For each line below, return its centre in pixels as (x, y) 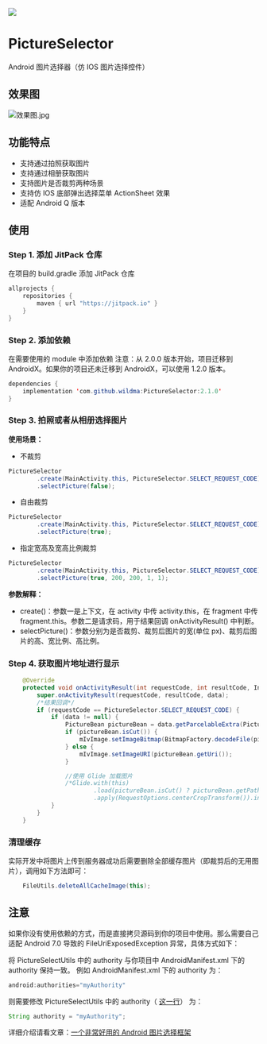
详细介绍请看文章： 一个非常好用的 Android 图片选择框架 (100, 1032)
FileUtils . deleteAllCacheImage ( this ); (87, 886)
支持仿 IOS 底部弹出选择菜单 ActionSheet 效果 (95, 193)
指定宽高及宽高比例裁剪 (58, 548)
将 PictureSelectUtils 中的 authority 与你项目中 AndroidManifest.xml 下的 (126, 960)
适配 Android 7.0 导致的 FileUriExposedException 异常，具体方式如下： (124, 943)
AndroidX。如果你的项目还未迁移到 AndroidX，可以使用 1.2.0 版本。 (119, 369)
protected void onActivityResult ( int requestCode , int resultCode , (136, 687)
